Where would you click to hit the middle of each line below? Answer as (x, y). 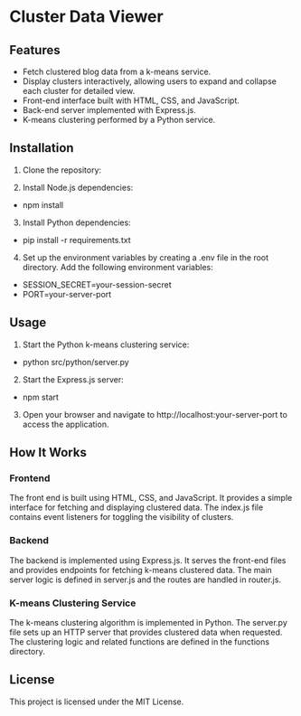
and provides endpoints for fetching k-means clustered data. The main (141, 570)
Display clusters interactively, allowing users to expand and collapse (150, 81)
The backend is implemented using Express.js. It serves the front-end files (148, 560)
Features (35, 50)
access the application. (66, 424)
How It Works (48, 452)
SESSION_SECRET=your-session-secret (97, 284)
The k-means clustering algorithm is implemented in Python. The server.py (148, 622)
